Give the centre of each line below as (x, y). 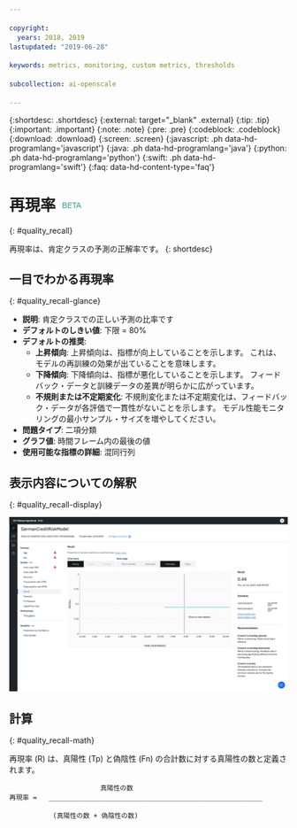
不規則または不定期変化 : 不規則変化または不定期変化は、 (138, 397)
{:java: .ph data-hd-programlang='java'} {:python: (196, 148)
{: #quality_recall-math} (52, 740)
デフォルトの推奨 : (54, 342)
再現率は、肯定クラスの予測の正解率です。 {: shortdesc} (111, 249)
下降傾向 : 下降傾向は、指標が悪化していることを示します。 (141, 375)
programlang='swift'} (48, 166)
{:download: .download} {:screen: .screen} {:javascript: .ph (116, 138)
